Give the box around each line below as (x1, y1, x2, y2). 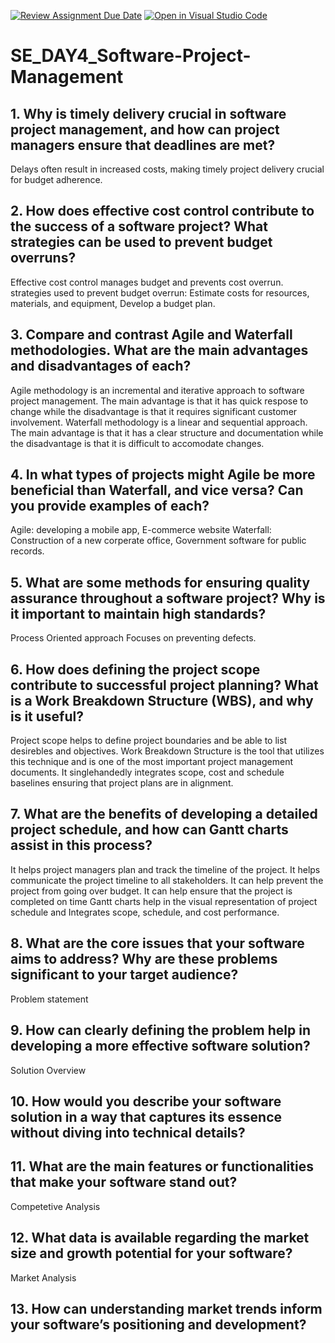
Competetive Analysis (10, 1200, 101, 1212)
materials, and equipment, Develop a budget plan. (10, 297, 216, 309)
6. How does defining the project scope (10, 661, 261, 678)
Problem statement (10, 993, 89, 1005)
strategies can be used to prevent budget (10, 234, 273, 251)
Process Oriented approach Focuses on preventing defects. (10, 632, 257, 644)
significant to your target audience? (10, 966, 239, 984)
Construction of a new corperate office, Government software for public (10, 535, 307, 547)
